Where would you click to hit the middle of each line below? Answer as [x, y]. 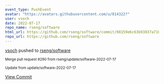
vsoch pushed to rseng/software [38, 50]
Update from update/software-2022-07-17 [41, 68]
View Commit [19, 77]
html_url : [15, 32]
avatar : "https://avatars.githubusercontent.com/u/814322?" [68, 14]
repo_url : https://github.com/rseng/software [52, 37]
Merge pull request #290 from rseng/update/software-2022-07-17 [61, 59]
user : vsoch [17, 18]
